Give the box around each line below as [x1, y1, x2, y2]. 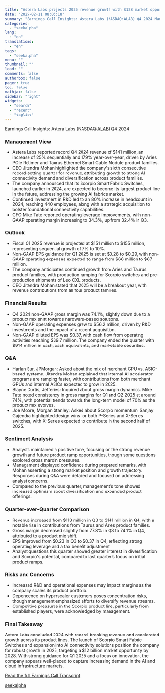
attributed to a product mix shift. [12, 533, 78, 539]
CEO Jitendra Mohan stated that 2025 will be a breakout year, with [12, 282, 147, 288]
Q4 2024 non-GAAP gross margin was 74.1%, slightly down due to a [12, 311, 150, 317]
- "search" [9, 103, 32, 108]
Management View [5, 138, 52, 145]
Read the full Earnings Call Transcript [5, 673, 81, 679]
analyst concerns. [12, 478, 49, 484]
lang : [5, 30, 16, 35]
